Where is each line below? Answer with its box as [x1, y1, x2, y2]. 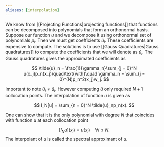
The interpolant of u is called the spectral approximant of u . [5, 136, 128, 142]
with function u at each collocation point [5, 117, 89, 123]
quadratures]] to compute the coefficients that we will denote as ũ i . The [5, 49, 153, 56]
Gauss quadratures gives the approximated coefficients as [5, 56, 126, 62]
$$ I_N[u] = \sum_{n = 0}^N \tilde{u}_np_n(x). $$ [34, 102, 135, 108]
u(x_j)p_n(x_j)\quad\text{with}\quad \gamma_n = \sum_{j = [23, 71, 145, 77]
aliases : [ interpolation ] [5, 7, 59, 13]
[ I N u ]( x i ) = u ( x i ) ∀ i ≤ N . [58, 127, 110, 134]
